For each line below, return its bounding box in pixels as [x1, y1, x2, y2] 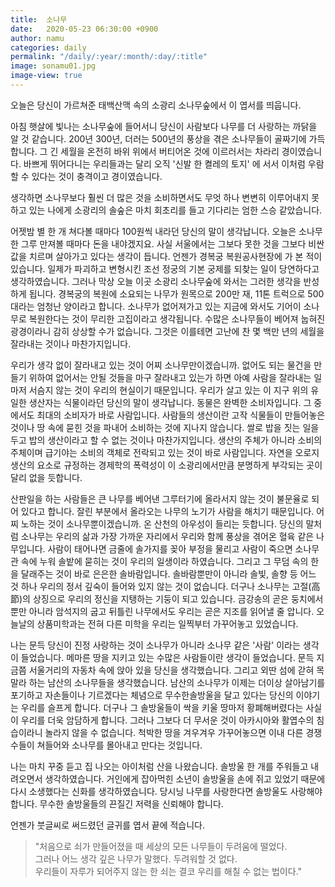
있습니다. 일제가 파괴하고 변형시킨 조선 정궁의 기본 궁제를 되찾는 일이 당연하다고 [10, 262, 320, 275]
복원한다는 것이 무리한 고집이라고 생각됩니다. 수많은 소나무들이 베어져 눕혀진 [28, 312, 326, 325]
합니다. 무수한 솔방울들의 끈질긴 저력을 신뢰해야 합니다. [10, 797, 224, 810]
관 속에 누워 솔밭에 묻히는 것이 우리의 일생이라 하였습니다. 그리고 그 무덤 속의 [10, 555, 309, 567]
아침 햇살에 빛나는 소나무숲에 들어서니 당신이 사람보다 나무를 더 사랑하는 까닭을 [10, 120, 318, 132]
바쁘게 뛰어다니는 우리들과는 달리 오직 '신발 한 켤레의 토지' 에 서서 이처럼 [23, 157, 306, 170]
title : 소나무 [10, 14, 68, 25]
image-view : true [10, 71, 83, 81]
